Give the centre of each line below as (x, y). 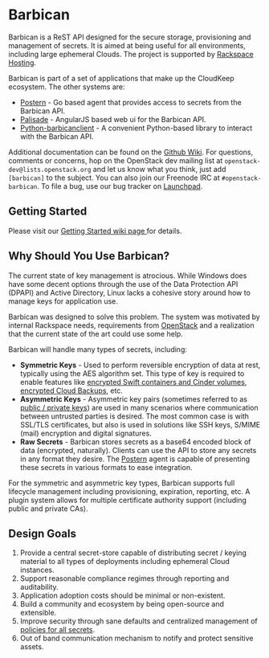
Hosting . (22, 63)
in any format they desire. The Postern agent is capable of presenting (135, 459)
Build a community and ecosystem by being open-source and (122, 604)
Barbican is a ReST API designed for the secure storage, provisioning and (130, 37)
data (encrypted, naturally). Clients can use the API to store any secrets (138, 450)
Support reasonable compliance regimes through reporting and (124, 578)
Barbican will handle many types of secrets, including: (98, 349)
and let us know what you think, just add (159, 169)
